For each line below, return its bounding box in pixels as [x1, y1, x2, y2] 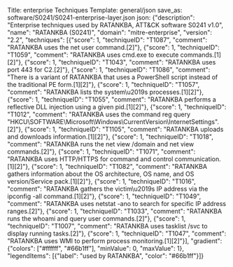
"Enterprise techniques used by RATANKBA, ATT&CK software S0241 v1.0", [7, 21, 224, 29]
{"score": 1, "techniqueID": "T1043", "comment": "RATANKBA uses [24, 58, 216, 66]
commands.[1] [180, 50, 222, 59]
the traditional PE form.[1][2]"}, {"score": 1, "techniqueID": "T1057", [7, 81, 200, 88]
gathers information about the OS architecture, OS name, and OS [7, 170, 195, 178]
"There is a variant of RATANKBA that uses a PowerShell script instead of [7, 73, 218, 81]
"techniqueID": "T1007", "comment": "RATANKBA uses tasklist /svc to [7, 222, 208, 230]
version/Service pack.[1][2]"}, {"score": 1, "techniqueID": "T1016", [7, 177, 196, 185]
